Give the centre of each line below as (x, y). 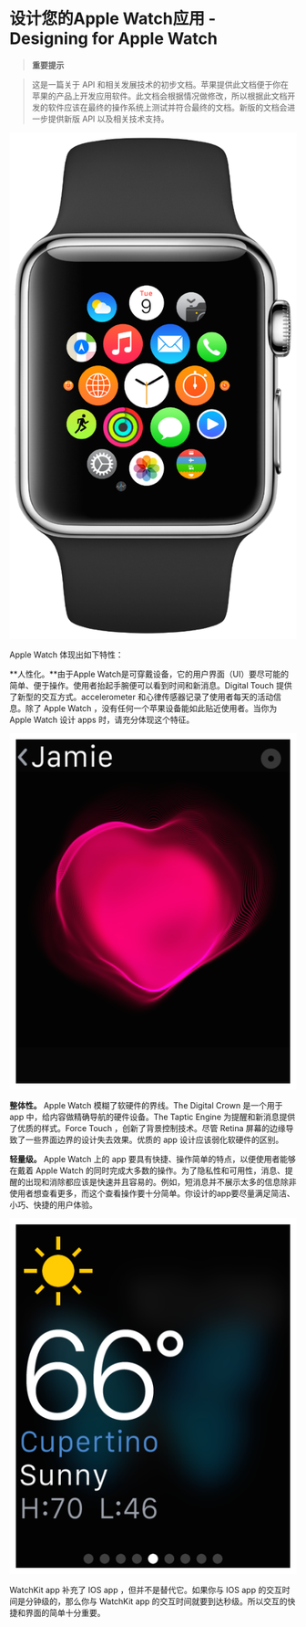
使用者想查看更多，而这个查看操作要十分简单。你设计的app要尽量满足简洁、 (153, 1193)
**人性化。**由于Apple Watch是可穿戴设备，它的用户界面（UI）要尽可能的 (149, 674)
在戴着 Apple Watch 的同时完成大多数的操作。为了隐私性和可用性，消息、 (147, 1170)
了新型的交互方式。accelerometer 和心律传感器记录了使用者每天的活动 (142, 697)
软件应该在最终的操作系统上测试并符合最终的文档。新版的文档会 (168, 107)
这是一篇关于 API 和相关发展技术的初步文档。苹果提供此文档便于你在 (160, 84)
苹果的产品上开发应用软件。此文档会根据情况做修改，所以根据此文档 (159, 96)
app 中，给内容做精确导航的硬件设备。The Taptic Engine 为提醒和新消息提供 (153, 1117)
